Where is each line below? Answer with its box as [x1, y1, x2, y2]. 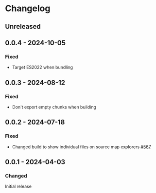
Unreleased [5, 22, 41, 31]
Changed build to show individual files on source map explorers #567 [12, 144, 152, 150]
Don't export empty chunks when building [12, 104, 96, 110]
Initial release [5, 183, 32, 190]
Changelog [5, 3, 51, 14]
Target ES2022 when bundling [12, 64, 73, 70]
